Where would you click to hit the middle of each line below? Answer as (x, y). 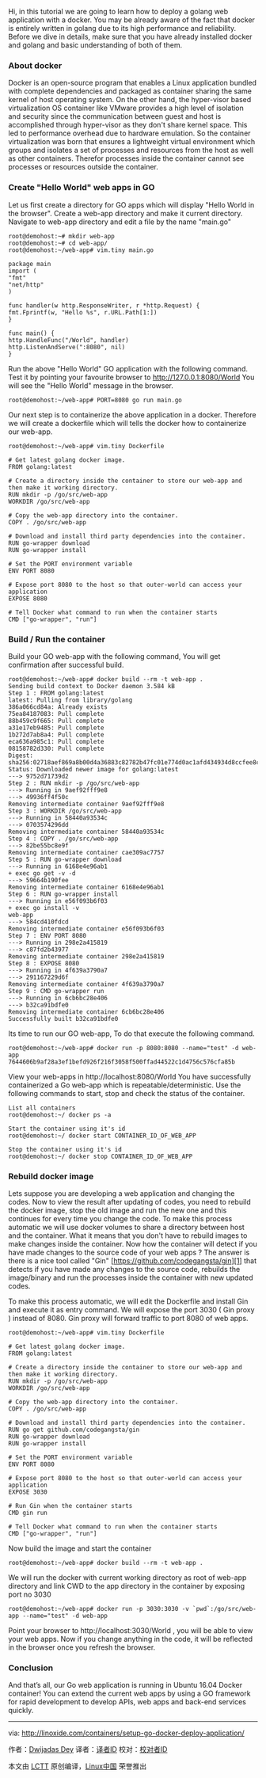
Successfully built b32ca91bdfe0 (63, 1018)
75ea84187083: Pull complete (56, 714)
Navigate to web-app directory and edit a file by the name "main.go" (120, 222)
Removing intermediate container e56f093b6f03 (86, 929)
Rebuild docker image (51, 1176)
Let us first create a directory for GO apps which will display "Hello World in (131, 204)
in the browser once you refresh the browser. (82, 1647)
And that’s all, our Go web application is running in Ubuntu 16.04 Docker (125, 1685)
